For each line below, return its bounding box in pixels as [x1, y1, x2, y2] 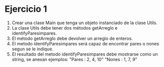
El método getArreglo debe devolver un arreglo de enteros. [11, 35, 133, 41]
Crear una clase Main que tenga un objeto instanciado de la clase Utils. [11, 20, 158, 26]
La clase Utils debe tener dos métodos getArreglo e [11, 25, 118, 31]
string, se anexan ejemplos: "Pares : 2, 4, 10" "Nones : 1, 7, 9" [11, 56, 138, 62]
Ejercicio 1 [4, 3, 47, 15]
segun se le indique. [11, 46, 54, 52]
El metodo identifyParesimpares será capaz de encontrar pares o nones [11, 40, 160, 46]
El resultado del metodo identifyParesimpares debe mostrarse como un [11, 51, 158, 57]
